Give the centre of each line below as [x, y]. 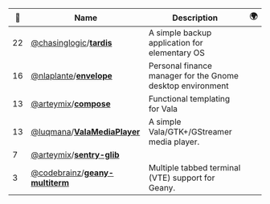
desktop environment [188, 86]
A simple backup [180, 33]
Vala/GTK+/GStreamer [190, 132]
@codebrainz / [57, 173]
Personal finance [180, 66]
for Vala [163, 109]
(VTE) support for [182, 178]
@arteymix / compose [71, 104]
